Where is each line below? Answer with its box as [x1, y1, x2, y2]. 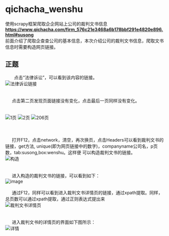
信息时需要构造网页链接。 [5, 44, 58, 50]
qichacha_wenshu [5, 4, 83, 15]
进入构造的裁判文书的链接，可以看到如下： [12, 172, 100, 179]
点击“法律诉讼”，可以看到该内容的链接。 [14, 74, 98, 80]
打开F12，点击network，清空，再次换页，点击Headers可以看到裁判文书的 [12, 137, 164, 143]
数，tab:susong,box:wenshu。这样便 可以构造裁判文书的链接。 [5, 149, 136, 155]
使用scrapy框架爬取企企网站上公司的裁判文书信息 [5, 21, 108, 27]
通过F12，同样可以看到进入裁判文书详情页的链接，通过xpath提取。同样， [12, 189, 163, 195]
